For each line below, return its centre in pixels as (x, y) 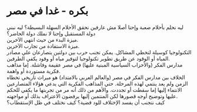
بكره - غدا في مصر (48, 11)
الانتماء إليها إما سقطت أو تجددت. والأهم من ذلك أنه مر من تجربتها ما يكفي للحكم (94, 90)
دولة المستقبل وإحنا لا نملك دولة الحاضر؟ (51, 33)
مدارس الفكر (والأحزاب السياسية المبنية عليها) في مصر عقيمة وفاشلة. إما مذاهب (95, 65)
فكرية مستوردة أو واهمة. (34, 71)
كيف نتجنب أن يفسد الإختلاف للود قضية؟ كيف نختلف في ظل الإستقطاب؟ (86, 102)
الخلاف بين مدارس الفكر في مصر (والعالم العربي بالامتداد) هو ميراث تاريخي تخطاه (96, 77)
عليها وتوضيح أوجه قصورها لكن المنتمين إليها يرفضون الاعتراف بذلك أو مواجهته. (92, 96)
